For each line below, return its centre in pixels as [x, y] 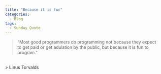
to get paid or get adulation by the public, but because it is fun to [83, 47]
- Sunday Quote [25, 28]
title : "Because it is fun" [34, 10]
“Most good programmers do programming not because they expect [87, 42]
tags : [11, 23]
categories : [17, 14]
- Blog [16, 19]
